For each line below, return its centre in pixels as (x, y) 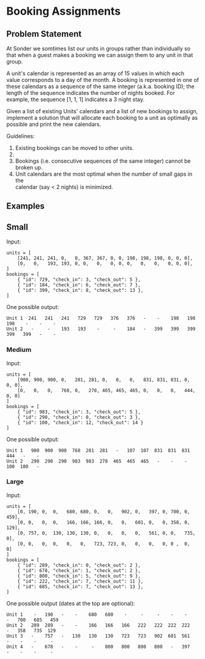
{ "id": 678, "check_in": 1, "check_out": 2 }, (79, 570)
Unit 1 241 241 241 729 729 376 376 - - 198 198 (101, 318)
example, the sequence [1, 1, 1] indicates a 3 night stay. (76, 99)
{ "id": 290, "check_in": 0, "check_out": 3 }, (79, 417)
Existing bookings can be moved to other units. (74, 148)
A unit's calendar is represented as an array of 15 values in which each (95, 73)
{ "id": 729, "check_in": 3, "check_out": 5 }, (79, 280)
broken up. (29, 167)
